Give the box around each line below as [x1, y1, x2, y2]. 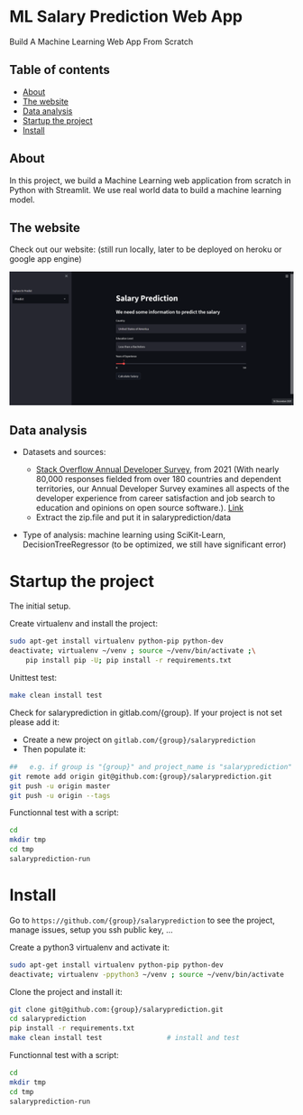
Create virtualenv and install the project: [9, 618, 158, 629]
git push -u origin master [9, 781, 111, 791]
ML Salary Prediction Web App [9, 6, 243, 27]
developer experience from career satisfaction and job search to [35, 493, 276, 504]
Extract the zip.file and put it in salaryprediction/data [35, 512, 232, 523]
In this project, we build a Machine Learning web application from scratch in [9, 174, 291, 186]
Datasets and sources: [22, 447, 106, 458]
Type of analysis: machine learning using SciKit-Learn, [22, 530, 225, 541]
